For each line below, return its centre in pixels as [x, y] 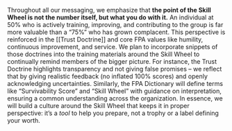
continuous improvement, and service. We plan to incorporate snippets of [113, 47]
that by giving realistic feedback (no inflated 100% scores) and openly [108, 76]
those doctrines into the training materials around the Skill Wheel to [103, 54]
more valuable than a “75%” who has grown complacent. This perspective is [116, 32]
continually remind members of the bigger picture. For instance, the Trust [112, 61]
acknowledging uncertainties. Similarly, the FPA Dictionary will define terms [115, 84]
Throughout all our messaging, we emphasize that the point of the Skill [109, 10]
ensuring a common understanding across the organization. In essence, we [115, 98]
